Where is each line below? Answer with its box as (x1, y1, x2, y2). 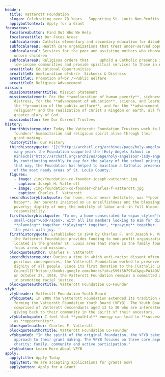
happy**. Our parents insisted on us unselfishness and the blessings (14, 200, 162, 205)
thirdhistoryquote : (9, 145, 50, 150)
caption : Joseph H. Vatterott (18, 181, 80, 186)
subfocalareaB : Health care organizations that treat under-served (9, 44, 151, 49)
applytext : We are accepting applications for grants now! (9, 360, 133, 365)
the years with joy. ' (14, 227, 60, 232)
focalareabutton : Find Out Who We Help (9, 30, 91, 35)
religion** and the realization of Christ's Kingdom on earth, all (14, 108, 155, 113)
